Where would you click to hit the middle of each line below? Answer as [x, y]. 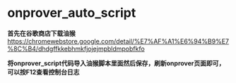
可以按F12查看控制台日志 [43, 72]
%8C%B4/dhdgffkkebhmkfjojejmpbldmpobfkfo [76, 49]
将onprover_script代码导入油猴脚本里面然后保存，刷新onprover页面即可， [116, 63]
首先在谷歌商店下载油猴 [41, 33]
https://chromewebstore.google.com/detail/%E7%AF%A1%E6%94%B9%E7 [118, 41]
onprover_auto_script [72, 13]
